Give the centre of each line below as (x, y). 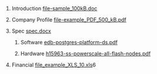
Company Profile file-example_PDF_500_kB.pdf (69, 20)
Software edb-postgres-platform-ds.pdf (69, 42)
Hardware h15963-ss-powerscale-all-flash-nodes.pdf (86, 54)
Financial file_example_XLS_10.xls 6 (54, 65)
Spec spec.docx (31, 31)
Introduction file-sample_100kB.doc (54, 8)
